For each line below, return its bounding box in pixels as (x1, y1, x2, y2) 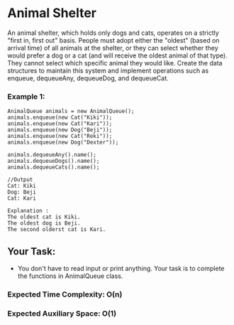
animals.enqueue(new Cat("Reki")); (7, 133, 113, 140)
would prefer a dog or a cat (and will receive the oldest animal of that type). (7, 51, 228, 60)
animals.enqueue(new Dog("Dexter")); (7, 139, 119, 146)
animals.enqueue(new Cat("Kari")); (7, 120, 113, 127)
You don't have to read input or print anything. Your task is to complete (17, 265, 225, 273)
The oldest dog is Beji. (7, 220, 81, 227)
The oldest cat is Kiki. (7, 213, 81, 221)
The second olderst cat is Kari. (7, 226, 106, 233)
